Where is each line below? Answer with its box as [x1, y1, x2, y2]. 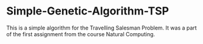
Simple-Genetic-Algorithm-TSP [6, 4, 169, 18]
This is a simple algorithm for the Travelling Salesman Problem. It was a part [6, 24, 197, 31]
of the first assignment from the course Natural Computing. [6, 30, 155, 37]
